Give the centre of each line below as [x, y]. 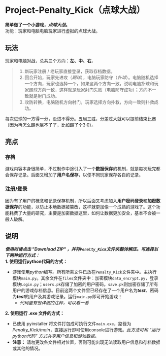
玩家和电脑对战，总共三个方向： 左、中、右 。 [50, 61]
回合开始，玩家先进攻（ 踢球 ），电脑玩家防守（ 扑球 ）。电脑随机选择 [91, 77]
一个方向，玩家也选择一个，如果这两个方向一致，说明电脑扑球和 [89, 83]
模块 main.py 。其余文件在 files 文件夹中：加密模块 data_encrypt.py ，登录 [85, 278]
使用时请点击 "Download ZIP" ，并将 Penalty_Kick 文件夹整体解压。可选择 [80, 249]
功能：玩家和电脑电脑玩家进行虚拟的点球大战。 [52, 31]
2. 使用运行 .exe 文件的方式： [35, 313]
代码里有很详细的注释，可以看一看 [54, 303]
